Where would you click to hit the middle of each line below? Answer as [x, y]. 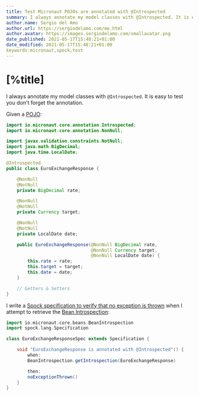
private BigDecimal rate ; [49, 190]
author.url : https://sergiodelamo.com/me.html [65, 28]
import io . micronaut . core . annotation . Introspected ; [71, 125]
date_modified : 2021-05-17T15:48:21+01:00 [59, 45]
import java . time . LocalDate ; [42, 152]
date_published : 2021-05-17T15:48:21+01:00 [61, 39]
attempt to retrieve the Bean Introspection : [58, 312]
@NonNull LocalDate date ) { [126, 256]
